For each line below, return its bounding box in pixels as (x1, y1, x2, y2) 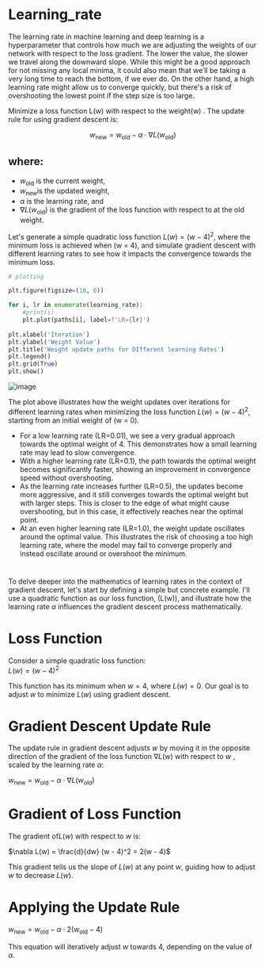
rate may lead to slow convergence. (19, 447, 137, 457)
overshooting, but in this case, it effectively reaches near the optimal (19, 506, 244, 516)
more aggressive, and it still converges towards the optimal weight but (19, 489, 249, 499)
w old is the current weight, (19, 176, 105, 187)
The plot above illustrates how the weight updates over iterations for (8, 397, 231, 407)
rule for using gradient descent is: (8, 114, 119, 124)
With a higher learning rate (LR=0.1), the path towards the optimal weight (19, 456, 256, 466)
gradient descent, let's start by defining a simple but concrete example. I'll (8, 585, 251, 594)
